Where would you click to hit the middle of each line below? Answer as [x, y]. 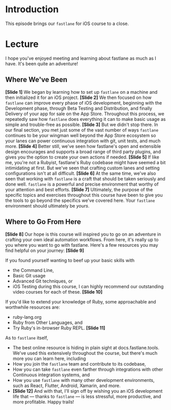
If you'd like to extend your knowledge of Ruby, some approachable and [81, 301]
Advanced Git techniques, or [42, 281]
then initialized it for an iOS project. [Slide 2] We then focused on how [78, 97]
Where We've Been [36, 80]
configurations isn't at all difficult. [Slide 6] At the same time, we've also [81, 173]
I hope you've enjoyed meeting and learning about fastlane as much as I [81, 58]
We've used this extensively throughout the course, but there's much [85, 353]
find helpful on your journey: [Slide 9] [45, 250]
